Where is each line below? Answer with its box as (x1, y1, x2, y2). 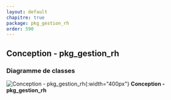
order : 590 (6, 25, 34, 32)
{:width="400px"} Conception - (85, 80, 166, 87)
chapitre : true (6, 15, 45, 21)
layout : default (6, 8, 47, 15)
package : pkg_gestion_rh (6, 20, 69, 26)
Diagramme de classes (6, 66, 75, 75)
